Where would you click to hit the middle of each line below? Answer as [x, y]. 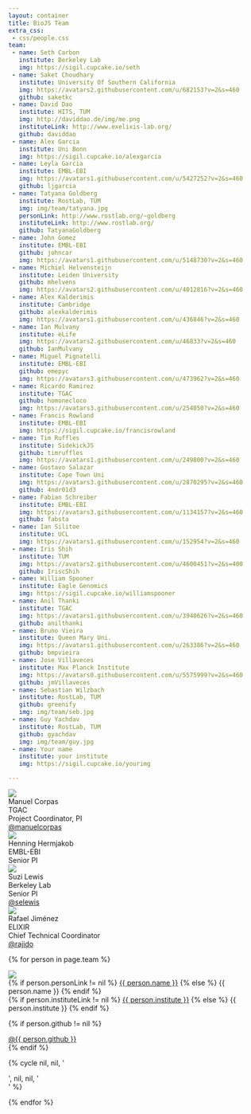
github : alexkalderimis [58, 312]
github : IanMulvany [51, 349]
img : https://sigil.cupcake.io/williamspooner [97, 594]
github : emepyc [44, 371]
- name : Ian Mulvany [46, 327]
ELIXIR [19, 927]
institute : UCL [44, 535]
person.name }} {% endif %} [55, 991]
